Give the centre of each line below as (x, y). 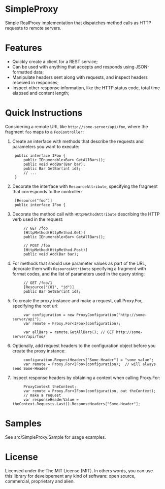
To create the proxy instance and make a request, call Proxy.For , (77, 300)
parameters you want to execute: (46, 146)
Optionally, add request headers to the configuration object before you (84, 346)
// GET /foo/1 (38, 283)
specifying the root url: (35, 306)
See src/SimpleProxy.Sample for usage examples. (56, 437)
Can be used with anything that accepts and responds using (73, 67)
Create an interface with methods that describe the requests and (78, 141)
